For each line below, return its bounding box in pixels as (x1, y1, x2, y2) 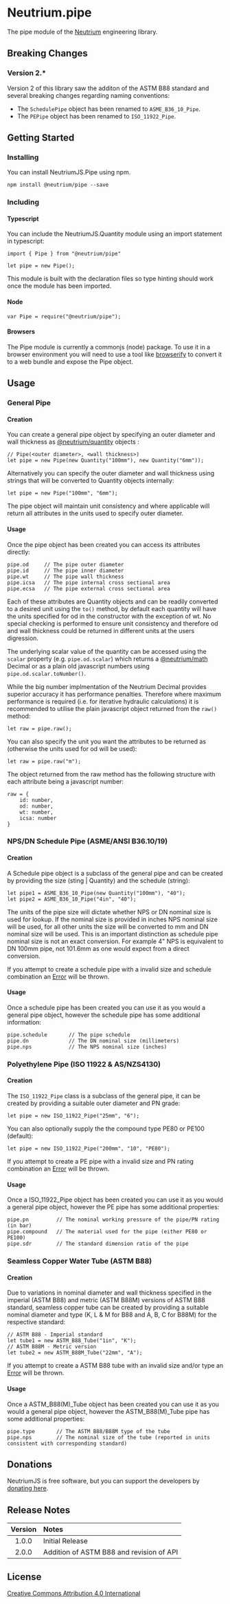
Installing (7, 152, 39, 162)
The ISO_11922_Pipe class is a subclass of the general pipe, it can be (7, 1092, 200, 1100)
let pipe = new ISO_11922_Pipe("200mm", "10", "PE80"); (7, 1145, 170, 1152)
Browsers (7, 327, 36, 336)
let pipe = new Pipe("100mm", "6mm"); (7, 490, 118, 497)
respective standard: (7, 1318, 66, 1326)
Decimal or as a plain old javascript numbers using (7, 661, 150, 670)
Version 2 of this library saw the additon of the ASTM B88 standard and (7, 84, 209, 92)
